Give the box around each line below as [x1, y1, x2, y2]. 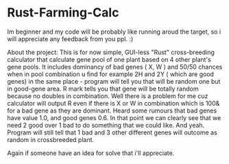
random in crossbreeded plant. [7, 135, 95, 143]
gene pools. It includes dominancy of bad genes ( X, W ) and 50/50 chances [7, 62, 223, 71]
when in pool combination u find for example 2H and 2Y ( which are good [7, 70, 215, 78]
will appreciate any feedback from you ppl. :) [7, 34, 134, 43]
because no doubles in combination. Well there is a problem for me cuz [7, 91, 208, 100]
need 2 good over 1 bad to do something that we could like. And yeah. [7, 121, 205, 129]
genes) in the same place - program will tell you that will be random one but [7, 77, 221, 85]
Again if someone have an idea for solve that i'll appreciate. [7, 149, 175, 157]
